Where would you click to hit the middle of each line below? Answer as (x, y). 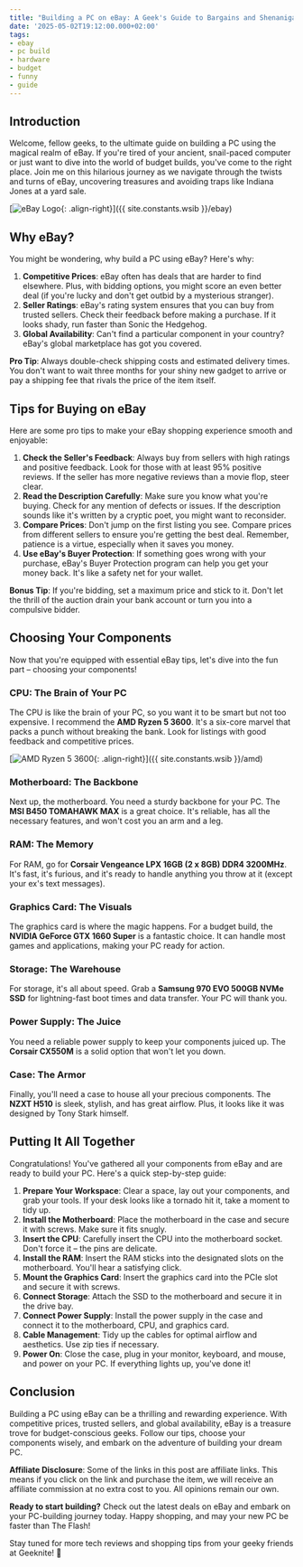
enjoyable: (28, 440)
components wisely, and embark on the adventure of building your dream (146, 1442)
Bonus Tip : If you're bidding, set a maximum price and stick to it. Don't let (147, 591)
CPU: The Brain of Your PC (69, 692)
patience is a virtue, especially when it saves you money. (128, 544)
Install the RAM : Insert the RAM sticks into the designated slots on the (153, 1258)
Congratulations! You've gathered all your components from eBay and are (146, 1163)
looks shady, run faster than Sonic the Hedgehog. (115, 324)
